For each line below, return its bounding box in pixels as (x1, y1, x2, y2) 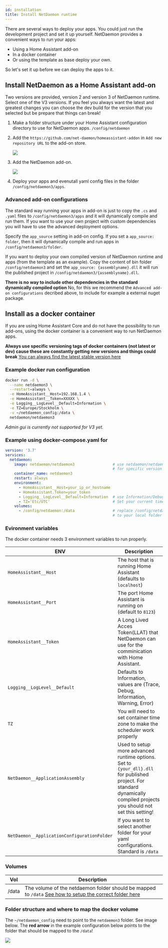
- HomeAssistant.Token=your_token (18, 490, 91, 495)
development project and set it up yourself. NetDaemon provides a (5, 31, 142, 37)
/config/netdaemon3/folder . (5, 244, 63, 250)
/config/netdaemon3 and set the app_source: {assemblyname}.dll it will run (5, 264, 158, 270)
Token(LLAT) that (117, 629, 158, 636)
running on (117, 602, 143, 609)
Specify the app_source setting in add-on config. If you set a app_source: (5, 233, 154, 239)
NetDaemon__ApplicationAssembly (7, 775, 85, 781)
